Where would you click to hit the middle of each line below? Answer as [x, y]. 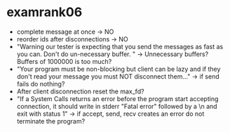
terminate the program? [51, 121]
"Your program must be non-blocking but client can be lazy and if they [119, 69]
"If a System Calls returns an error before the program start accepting [117, 98]
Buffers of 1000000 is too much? [64, 61]
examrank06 [45, 12]
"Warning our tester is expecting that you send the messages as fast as [120, 46]
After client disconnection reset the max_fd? [80, 91]
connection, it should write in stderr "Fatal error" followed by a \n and [117, 106]
